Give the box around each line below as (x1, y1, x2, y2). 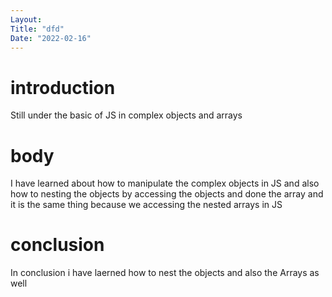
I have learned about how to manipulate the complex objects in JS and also (10, 177, 320, 190)
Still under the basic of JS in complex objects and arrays (10, 109, 243, 121)
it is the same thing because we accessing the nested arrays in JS (10, 199, 283, 211)
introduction (10, 76, 116, 99)
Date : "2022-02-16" (10, 33, 92, 43)
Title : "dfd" (10, 24, 65, 34)
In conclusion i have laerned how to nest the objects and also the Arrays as (10, 267, 320, 279)
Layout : (10, 14, 43, 25)
